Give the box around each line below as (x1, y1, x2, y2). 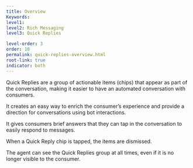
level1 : (6, 19, 25, 25)
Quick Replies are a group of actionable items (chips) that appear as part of (6, 78, 188, 85)
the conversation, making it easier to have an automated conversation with (6, 85, 186, 92)
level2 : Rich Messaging (6, 25, 64, 31)
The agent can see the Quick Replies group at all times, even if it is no (6, 149, 174, 156)
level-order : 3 (6, 41, 43, 47)
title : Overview (6, 8, 46, 15)
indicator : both (6, 63, 46, 68)
